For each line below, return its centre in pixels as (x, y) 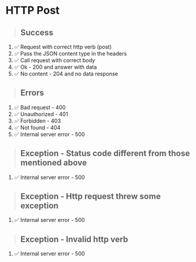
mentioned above (53, 163)
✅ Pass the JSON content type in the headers (71, 54)
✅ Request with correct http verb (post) (63, 47)
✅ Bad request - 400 (40, 107)
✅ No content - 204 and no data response (66, 74)
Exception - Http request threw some (90, 196)
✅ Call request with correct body (55, 60)
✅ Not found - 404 (37, 127)
